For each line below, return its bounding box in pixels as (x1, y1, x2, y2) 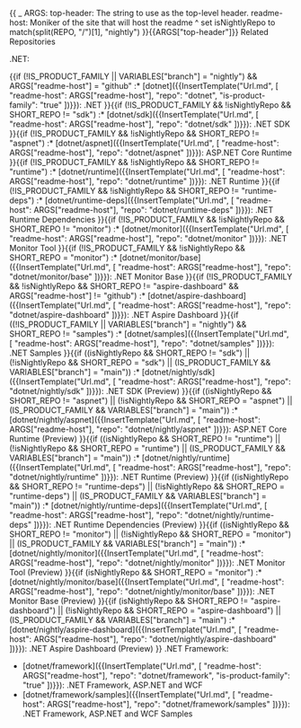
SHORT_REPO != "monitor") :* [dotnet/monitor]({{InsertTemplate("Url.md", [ (9, 224, 289, 234)
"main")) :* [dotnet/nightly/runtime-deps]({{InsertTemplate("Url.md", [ (9, 500, 268, 511)
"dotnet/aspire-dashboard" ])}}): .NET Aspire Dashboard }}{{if (9, 310, 239, 320)
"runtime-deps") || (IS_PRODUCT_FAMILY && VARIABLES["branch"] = (9, 491, 267, 501)
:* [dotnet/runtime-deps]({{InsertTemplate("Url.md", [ (36, 195, 235, 206)
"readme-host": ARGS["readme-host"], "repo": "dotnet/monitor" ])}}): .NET (9, 233, 288, 243)
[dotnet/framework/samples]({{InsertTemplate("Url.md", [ (22, 689, 236, 699)
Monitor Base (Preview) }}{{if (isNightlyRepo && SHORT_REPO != (9, 596, 249, 606)
